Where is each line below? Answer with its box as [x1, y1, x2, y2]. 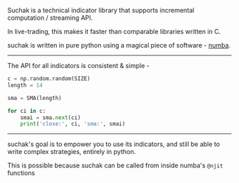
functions [7, 169, 36, 177]
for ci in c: [7, 107, 46, 114]
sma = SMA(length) [7, 94, 62, 101]
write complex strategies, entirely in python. [7, 148, 137, 156]
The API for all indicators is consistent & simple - [7, 62, 150, 70]
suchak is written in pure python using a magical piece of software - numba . [7, 41, 231, 49]
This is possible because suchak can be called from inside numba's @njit [7, 161, 223, 170]
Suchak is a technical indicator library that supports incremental [7, 6, 195, 14]
